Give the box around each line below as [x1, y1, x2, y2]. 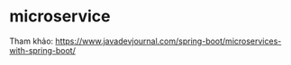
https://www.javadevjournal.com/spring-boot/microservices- [55, 36, 282, 46]
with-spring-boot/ [9, 45, 77, 55]
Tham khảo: [9, 36, 54, 46]
